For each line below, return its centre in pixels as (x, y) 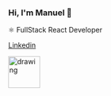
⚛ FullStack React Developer (55, 30)
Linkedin (22, 45)
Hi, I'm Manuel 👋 (40, 13)
